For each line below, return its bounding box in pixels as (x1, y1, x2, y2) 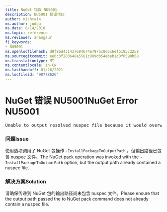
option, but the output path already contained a (64, 160, 161, 166)
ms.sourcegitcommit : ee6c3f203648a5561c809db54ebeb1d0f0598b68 (5, 53, 139, 59)
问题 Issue (5, 135, 29, 142)
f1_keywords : (5, 40, 32, 45)
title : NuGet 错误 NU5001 (5, 7, 57, 12)
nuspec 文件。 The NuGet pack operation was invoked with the (10, 154, 139, 160)
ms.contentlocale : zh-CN (5, 63, 57, 68)
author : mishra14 (5, 16, 41, 21)
